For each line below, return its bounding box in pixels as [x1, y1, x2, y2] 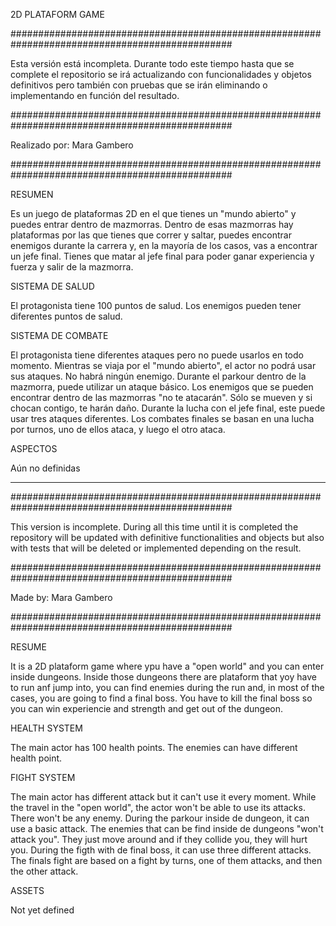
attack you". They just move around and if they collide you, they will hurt [10, 834, 308, 845]
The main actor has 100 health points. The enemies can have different [10, 742, 298, 753]
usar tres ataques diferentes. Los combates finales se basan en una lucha [10, 413, 315, 424]
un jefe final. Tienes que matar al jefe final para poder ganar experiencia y [10, 250, 315, 262]
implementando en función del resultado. [10, 90, 180, 101]
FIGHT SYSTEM [10, 772, 76, 783]
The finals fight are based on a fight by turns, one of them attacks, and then [10, 855, 323, 866]
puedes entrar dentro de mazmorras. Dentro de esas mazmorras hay [10, 219, 294, 230]
